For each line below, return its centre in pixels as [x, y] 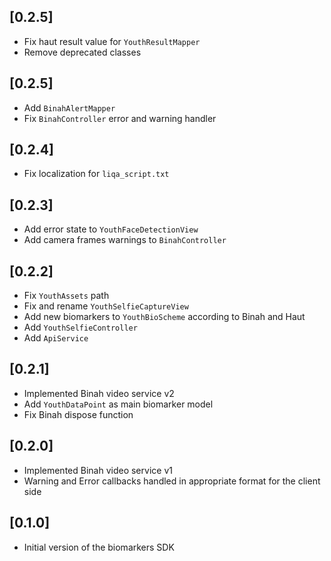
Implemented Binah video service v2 [99, 393]
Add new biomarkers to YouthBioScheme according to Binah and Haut [164, 317]
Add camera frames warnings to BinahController [125, 240]
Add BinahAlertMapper [69, 107]
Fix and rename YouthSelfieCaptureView [106, 306]
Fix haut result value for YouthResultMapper [112, 41]
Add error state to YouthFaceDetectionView [111, 229]
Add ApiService [56, 338]
